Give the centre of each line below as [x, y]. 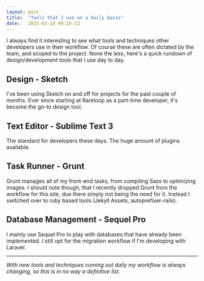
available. [18, 147]
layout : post [23, 12]
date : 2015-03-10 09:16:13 [43, 23]
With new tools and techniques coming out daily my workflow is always [96, 265]
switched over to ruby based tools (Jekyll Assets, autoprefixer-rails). [92, 200]
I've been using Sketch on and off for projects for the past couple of [91, 94]
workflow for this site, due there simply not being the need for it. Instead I [98, 194]
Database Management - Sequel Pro [76, 220]
